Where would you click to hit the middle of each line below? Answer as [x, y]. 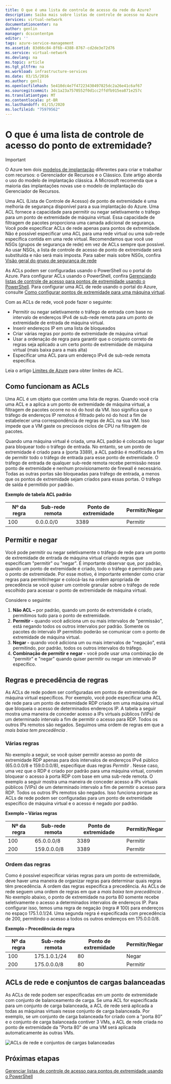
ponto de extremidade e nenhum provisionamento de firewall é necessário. [84, 468]
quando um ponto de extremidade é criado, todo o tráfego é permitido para [84, 568]
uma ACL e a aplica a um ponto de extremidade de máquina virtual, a [78, 404]
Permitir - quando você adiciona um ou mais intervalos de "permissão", [88, 621]
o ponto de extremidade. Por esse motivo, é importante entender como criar [85, 574]
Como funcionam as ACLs [47, 387]
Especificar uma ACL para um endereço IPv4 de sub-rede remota [81, 355]
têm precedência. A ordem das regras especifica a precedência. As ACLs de [85, 886]
